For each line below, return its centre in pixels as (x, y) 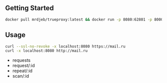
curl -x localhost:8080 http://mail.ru (46, 51)
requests (21, 60)
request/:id (24, 66)
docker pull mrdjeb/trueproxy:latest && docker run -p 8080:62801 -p (79, 19)
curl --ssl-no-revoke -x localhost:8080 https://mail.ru (65, 46)
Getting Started (30, 8)
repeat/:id (22, 71)
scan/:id (21, 76)
